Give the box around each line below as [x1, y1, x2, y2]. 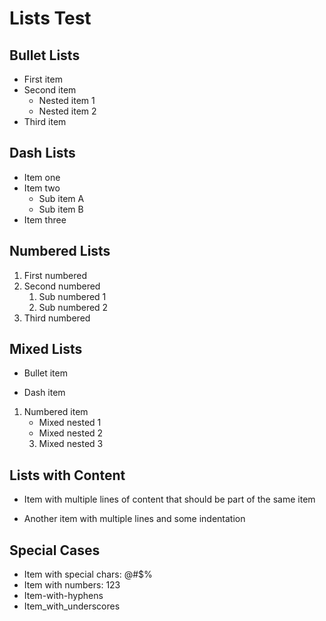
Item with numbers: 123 [23, 579, 121, 591]
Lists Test [9, 7, 92, 30]
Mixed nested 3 [38, 438, 104, 450]
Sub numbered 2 [38, 301, 109, 313]
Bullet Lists [9, 47, 81, 64]
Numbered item [23, 406, 89, 418]
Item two [23, 182, 61, 194]
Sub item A [38, 192, 85, 204]
